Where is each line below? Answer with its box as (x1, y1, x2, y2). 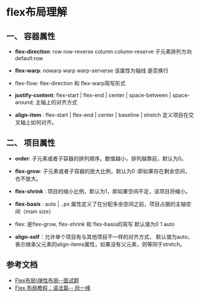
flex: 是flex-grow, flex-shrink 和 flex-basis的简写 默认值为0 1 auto (14, 220, 175, 227)
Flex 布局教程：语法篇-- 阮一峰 (14, 284, 91, 291)
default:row (14, 55, 44, 61)
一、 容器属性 (6, 31, 56, 41)
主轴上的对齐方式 (35, 99, 78, 106)
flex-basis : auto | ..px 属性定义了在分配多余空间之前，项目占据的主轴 (14, 200, 186, 208)
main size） (25, 208, 54, 215)
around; (14, 99, 35, 106)
